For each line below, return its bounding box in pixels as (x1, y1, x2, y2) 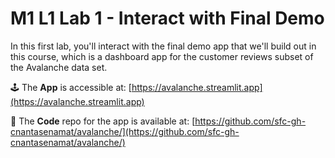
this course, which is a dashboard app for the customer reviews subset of (10, 50, 314, 62)
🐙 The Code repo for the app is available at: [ (10, 115, 196, 127)
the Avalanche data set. (10, 61, 108, 73)
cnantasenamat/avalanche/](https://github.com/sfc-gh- (10, 125, 240, 137)
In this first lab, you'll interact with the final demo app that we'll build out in (10, 40, 317, 52)
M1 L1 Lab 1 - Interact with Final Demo (10, 7, 325, 30)
